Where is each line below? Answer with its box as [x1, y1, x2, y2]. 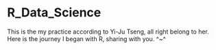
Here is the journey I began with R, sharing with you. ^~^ [7, 34, 167, 42]
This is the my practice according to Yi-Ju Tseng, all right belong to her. [7, 27, 209, 36]
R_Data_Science [7, 5, 101, 21]
